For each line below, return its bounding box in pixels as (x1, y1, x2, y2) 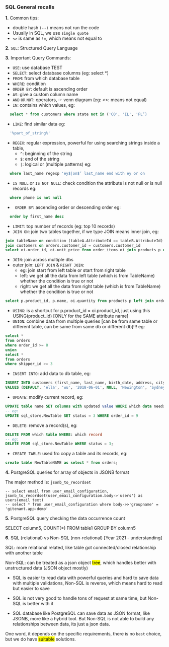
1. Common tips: (5, 15, 39, 21)
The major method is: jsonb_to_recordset (5, 479, 92, 485)
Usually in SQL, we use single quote (12, 30, 89, 36)
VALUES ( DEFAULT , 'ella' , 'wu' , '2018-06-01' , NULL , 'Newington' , (5, 385, 147, 390)
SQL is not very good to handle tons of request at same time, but (12, 595, 147, 601)
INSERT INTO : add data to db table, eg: (12, 371, 91, 377)
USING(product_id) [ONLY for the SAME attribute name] (12, 313, 129, 319)
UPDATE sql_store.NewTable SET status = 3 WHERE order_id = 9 (5, 413, 138, 418)
